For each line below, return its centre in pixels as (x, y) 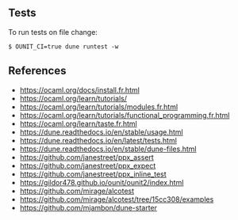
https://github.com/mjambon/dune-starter (88, 207)
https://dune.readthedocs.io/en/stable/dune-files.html (108, 149)
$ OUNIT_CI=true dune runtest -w (63, 47)
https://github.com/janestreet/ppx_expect (88, 165)
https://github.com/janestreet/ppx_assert (87, 157)
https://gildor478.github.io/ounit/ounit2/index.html (102, 182)
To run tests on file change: (53, 32)
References (37, 71)
